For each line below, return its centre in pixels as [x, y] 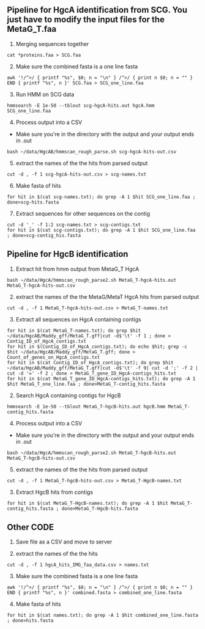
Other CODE [31, 527]
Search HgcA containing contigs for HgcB [68, 395]
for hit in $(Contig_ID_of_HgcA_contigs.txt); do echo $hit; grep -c [97, 347]
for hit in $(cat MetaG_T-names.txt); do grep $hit [74, 330]
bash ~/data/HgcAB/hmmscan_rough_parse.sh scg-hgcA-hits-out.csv [92, 152]
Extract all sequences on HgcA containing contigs [78, 319]
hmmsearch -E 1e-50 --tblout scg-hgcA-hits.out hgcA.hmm [81, 105]
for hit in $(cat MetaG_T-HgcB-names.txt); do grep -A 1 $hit [88, 503]
